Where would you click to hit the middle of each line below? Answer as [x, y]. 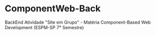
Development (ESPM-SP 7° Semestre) [44, 27]
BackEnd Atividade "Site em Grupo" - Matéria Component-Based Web [78, 22]
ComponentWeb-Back [53, 9]
